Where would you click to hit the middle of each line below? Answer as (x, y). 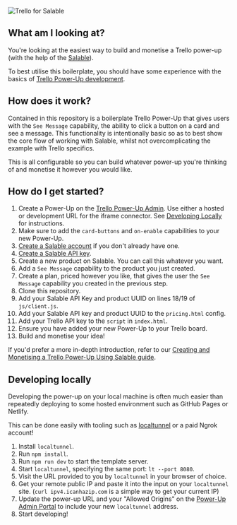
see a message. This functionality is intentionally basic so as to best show (115, 133)
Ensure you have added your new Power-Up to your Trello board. (113, 329)
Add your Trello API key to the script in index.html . (93, 321)
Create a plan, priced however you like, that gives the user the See (114, 276)
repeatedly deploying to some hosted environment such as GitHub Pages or (118, 404)
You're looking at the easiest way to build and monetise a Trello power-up (115, 50)
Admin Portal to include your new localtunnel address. (98, 507)
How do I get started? (56, 192)
